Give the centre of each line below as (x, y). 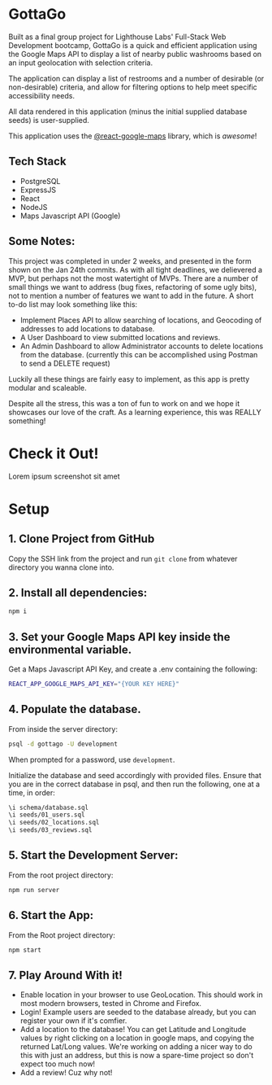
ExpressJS (38, 190)
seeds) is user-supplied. (49, 120)
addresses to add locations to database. (87, 328)
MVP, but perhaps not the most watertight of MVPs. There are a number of (133, 278)
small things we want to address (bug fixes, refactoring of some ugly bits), (133, 287)
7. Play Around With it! (66, 975)
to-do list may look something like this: (73, 304)
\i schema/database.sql (49, 807)
